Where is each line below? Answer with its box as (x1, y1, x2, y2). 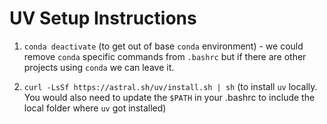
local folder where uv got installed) (23, 102, 167, 114)
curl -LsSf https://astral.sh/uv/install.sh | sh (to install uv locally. (23, 80, 318, 92)
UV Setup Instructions (9, 7, 197, 30)
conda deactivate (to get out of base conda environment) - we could (23, 40, 304, 52)
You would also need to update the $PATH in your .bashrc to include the (23, 91, 316, 103)
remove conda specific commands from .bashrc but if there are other (23, 50, 307, 62)
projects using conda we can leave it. (23, 61, 175, 73)
